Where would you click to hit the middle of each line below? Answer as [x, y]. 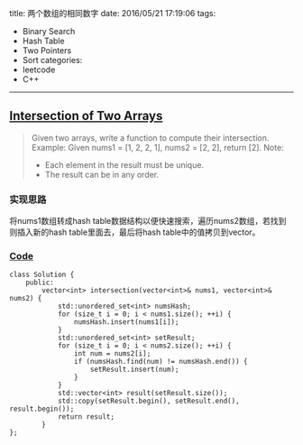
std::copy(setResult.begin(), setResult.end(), [149, 401]
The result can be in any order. [102, 174]
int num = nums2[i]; [112, 354]
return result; [86, 417]
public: [40, 283]
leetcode [39, 70]
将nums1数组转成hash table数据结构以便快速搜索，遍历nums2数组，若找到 [148, 221]
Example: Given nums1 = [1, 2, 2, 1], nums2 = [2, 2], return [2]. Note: [157, 147]
